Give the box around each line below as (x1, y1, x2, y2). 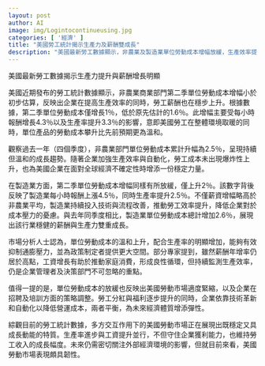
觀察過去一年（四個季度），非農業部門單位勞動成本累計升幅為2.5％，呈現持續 (8, 144, 257, 153)
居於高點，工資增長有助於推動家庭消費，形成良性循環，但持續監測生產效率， (8, 257, 257, 266)
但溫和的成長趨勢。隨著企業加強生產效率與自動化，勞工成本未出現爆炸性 (8, 154, 243, 163)
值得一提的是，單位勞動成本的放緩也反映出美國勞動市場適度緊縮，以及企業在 (8, 284, 257, 292)
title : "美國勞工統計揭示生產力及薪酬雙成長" (8, 41, 140, 49)
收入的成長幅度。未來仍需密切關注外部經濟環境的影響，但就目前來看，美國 (14, 340, 257, 349)
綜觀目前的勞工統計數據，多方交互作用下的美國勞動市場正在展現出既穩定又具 (8, 320, 257, 329)
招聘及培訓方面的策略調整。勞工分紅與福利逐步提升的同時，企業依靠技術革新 (8, 293, 257, 303)
